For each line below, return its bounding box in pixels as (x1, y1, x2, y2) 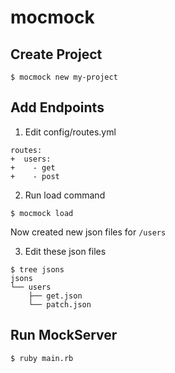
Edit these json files (24, 245, 107, 257)
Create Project (10, 46, 103, 63)
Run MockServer (10, 327, 118, 344)
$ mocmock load (10, 208, 74, 218)
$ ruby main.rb (10, 353, 74, 363)
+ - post (10, 171, 60, 181)
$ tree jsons (10, 264, 65, 275)
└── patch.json (28, 299, 92, 310)
